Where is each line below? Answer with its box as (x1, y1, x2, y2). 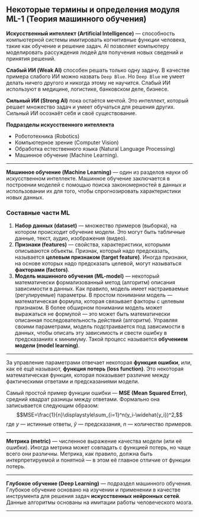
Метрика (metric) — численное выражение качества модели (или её (6, 437, 182, 445)
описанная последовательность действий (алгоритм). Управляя (14, 317, 178, 324)
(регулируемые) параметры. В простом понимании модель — (14, 291, 173, 299)
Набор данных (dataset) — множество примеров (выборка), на (14, 222, 177, 229)
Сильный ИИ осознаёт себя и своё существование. (6, 109, 137, 116)
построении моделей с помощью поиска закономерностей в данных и (6, 181, 187, 188)
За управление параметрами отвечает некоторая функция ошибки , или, (6, 359, 192, 366)
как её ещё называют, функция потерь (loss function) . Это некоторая (6, 365, 184, 373)
